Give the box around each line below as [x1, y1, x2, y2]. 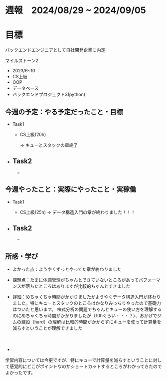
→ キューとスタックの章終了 [19, 142, 78, 148]
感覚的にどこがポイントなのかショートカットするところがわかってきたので [9, 363, 162, 369]
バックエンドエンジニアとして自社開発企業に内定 [5, 47, 106, 53]
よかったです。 [5, 369, 36, 376]
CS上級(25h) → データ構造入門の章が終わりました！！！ [19, 209, 136, 215]
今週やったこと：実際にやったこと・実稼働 [5, 185, 136, 194]
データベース [12, 85, 39, 91]
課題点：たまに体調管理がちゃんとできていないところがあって [12, 277, 139, 283]
